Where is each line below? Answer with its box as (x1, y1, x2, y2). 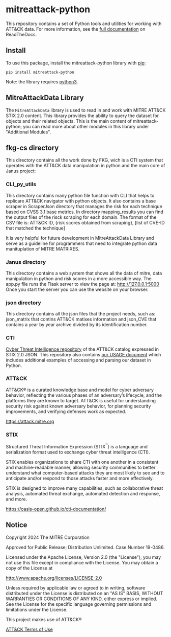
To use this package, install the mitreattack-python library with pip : (6, 60, 146, 66)
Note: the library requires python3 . (6, 78, 78, 85)
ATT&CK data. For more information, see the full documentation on (6, 26, 146, 32)
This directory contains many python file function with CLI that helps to (6, 192, 155, 198)
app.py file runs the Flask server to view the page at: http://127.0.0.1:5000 (6, 281, 160, 287)
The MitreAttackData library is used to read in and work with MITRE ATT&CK (6, 107, 166, 113)
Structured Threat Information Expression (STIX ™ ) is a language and (6, 443, 148, 449)
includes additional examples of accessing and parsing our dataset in (6, 357, 151, 363)
